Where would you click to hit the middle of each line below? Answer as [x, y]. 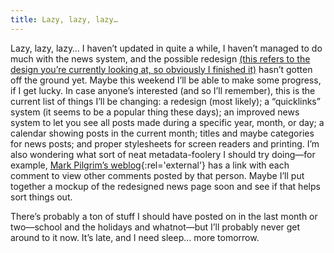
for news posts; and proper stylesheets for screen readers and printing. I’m [165, 143]
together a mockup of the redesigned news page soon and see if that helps [165, 186]
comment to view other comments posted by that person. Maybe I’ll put [157, 175]
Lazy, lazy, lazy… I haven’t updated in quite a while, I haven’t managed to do [166, 48]
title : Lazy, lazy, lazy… [64, 19]
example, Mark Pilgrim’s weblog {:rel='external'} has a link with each [150, 165]
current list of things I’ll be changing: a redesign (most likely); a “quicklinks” [165, 101]
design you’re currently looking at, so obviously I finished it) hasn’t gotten [161, 69]
